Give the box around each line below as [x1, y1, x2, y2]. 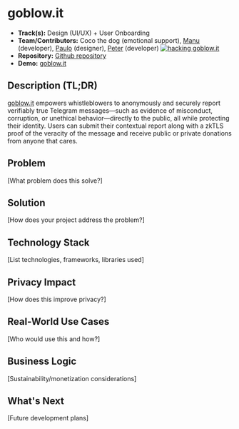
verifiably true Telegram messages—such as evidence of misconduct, [7, 106, 213, 115]
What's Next [7, 395, 64, 408]
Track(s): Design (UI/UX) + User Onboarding [17, 29, 150, 37]
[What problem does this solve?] [7, 176, 103, 185]
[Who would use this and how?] [7, 334, 101, 343]
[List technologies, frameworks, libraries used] [7, 256, 145, 264]
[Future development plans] [7, 414, 89, 423]
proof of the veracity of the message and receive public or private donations [7, 128, 232, 137]
